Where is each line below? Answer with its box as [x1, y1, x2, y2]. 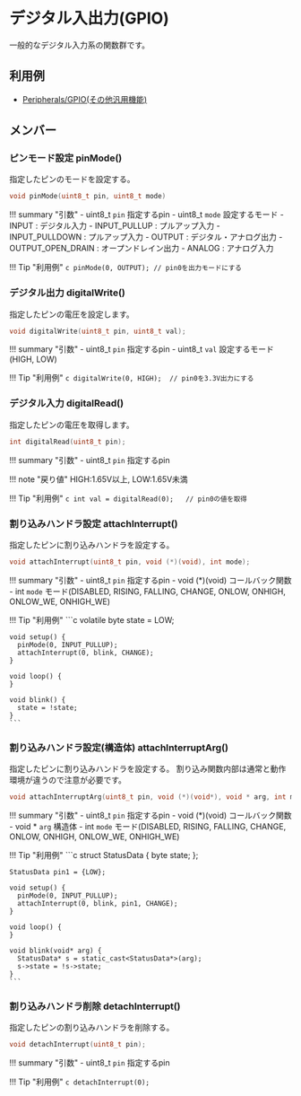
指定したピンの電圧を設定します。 [9, 309, 134, 320]
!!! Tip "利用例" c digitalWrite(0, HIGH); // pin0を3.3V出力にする [9, 373, 254, 383]
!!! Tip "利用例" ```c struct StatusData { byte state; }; [9, 850, 199, 860]
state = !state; [17, 703, 78, 712]
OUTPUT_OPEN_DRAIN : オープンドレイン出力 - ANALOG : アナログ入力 [9, 243, 274, 254]
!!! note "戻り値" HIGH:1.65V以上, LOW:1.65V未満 [9, 473, 188, 485]
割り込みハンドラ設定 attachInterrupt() [9, 517, 178, 530]
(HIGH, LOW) [9, 354, 58, 364]
